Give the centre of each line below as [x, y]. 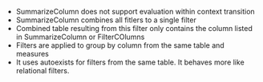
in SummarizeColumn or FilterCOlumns [80, 37]
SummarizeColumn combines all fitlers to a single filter [106, 20]
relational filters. [42, 70]
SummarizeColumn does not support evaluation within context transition [135, 12]
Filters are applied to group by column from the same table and [120, 45]
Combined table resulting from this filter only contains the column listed [134, 28]
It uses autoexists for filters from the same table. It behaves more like [130, 62]
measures [32, 54]
